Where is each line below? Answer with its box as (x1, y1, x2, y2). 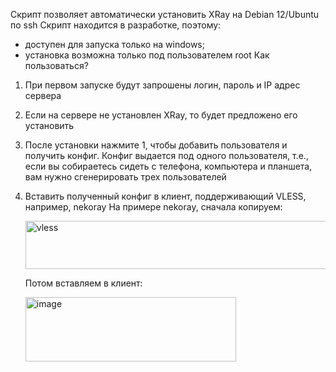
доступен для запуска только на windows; (24, 39, 205, 50)
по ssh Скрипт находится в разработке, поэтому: (10, 19, 222, 31)
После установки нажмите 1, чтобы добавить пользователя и (24, 139, 288, 151)
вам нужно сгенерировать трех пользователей (24, 171, 227, 183)
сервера (24, 90, 62, 101)
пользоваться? (24, 60, 89, 71)
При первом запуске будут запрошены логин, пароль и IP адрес (24, 79, 301, 91)
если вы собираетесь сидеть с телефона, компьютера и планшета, (24, 160, 313, 172)
